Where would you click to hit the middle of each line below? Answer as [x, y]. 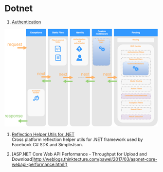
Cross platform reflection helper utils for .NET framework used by [77, 139]
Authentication [26, 22]
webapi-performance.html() [39, 164]
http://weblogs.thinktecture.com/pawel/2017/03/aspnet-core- [95, 159]
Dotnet [19, 9]
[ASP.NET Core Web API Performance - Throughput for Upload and [79, 154]
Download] [23, 159]
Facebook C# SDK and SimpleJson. [47, 144]
